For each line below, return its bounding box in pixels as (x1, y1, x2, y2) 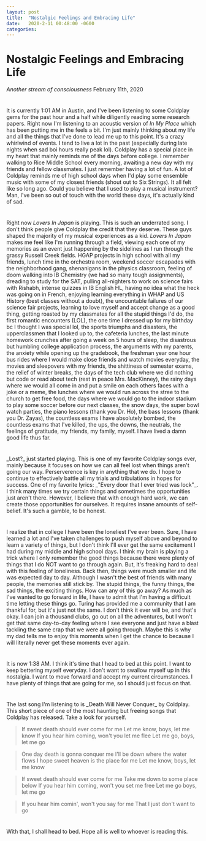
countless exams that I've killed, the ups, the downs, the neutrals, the (6, 421, 181, 428)
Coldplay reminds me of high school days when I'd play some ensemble (6, 172, 188, 180)
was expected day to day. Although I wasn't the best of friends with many (6, 574, 193, 581)
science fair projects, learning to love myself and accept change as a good (6, 304, 195, 311)
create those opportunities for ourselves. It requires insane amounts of (6, 501, 185, 508)
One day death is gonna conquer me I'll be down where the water (21, 750, 187, 758)
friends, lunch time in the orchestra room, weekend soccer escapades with (6, 258, 196, 265)
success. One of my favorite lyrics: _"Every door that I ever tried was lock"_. (6, 481, 199, 489)
